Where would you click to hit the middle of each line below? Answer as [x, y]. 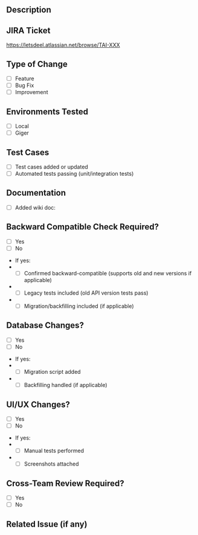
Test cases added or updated [52, 167]
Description [29, 10]
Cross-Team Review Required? [65, 483]
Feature [24, 78]
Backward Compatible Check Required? [83, 227]
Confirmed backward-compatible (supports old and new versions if [108, 273]
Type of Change [37, 64]
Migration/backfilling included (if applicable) [79, 306]
